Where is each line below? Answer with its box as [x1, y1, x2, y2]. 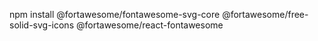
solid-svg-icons [9, 19, 75, 31]
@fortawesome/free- [222, 9, 309, 20]
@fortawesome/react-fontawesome [75, 19, 224, 31]
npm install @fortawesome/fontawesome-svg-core [9, 9, 221, 20]
